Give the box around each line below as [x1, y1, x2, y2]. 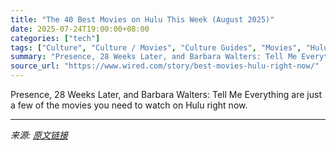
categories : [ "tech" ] [10, 33, 101, 43]
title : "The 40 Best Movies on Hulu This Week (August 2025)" [10, 14, 275, 25]
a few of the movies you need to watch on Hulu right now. [10, 99, 248, 111]
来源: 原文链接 [10, 129, 68, 141]
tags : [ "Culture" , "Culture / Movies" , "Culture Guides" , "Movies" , [10, 42, 302, 53]
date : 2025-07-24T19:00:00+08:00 [10, 24, 150, 34]
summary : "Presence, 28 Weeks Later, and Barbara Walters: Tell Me [10, 52, 298, 62]
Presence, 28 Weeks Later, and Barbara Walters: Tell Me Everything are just [10, 89, 322, 100]
